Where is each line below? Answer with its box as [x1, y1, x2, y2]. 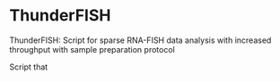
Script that [9, 61, 48, 72]
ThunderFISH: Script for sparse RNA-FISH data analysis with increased [9, 35, 272, 45]
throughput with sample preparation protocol [9, 44, 175, 54]
